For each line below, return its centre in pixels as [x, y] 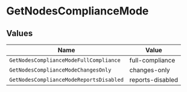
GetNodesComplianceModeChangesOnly [60, 70]
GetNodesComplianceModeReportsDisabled [66, 80]
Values [20, 33]
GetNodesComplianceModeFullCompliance [65, 60]
